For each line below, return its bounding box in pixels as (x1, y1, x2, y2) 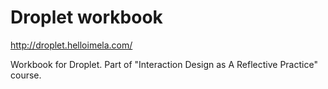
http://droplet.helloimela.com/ (10, 39, 133, 51)
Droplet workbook (10, 6, 163, 29)
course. (10, 69, 42, 81)
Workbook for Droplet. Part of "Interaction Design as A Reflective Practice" (10, 58, 318, 70)
